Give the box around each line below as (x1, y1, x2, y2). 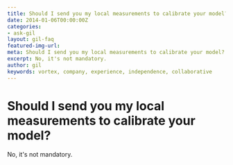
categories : (7, 23, 42, 30)
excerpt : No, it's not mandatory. (7, 55, 107, 62)
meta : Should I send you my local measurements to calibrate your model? (7, 49, 225, 56)
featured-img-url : (7, 42, 60, 49)
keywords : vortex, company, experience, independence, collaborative (7, 68, 213, 75)
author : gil (7, 62, 42, 69)
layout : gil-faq (7, 36, 54, 43)
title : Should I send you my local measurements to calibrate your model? (7, 10, 228, 17)
